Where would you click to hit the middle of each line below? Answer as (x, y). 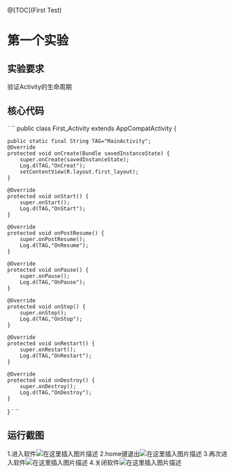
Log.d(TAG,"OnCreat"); (53, 165)
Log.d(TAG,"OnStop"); (51, 319)
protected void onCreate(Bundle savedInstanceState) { (89, 153)
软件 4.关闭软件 (66, 462)
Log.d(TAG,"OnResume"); (54, 245)
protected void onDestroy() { (51, 380)
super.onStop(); (44, 313)
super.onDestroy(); (48, 386)
